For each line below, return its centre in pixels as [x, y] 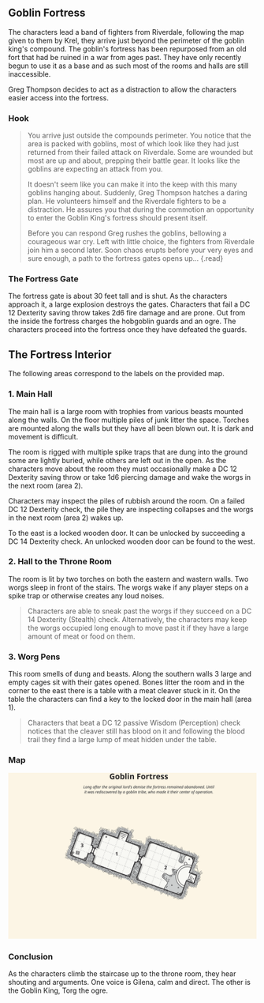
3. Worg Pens [34, 657]
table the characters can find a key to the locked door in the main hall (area [130, 699]
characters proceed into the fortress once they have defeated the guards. [128, 330]
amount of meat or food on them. [81, 636]
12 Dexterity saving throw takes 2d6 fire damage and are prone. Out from [127, 313]
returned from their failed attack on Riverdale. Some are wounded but [140, 153]
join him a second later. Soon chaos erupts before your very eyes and [140, 250]
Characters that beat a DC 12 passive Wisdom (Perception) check [134, 723]
